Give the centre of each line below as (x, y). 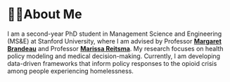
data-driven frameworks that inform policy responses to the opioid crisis (112, 63)
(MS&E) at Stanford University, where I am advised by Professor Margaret (114, 41)
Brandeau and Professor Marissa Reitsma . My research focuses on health (115, 48)
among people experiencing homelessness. (70, 71)
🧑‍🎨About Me (45, 14)
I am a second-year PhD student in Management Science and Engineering (115, 34)
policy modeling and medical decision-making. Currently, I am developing (114, 56)
